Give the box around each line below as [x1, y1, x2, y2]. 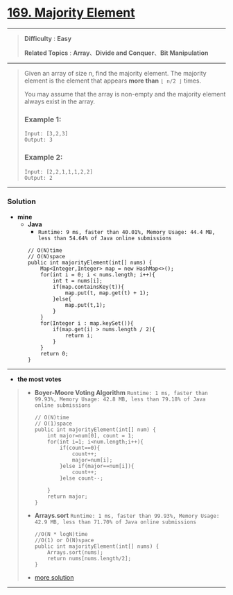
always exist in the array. [24, 97, 96, 106]
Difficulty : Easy [24, 34, 71, 42]
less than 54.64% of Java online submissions [37, 235, 172, 242]
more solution [34, 573, 74, 581]
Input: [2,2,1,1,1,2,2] [24, 168, 94, 175]
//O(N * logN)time [34, 530, 88, 537]
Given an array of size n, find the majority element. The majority [24, 69, 207, 77]
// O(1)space [34, 420, 73, 427]
